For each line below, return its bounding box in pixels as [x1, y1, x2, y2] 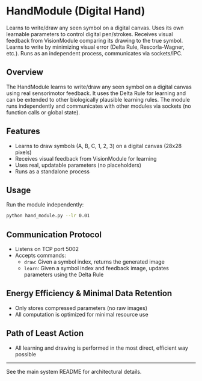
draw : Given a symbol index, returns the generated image [23, 258, 165, 265]
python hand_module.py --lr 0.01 [6, 212, 90, 219]
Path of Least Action [6, 328, 84, 338]
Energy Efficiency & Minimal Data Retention [6, 288, 173, 299]
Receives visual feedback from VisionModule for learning [14, 155, 157, 162]
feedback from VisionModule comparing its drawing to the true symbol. [6, 37, 183, 44]
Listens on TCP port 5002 [14, 246, 79, 253]
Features [6, 126, 40, 137]
